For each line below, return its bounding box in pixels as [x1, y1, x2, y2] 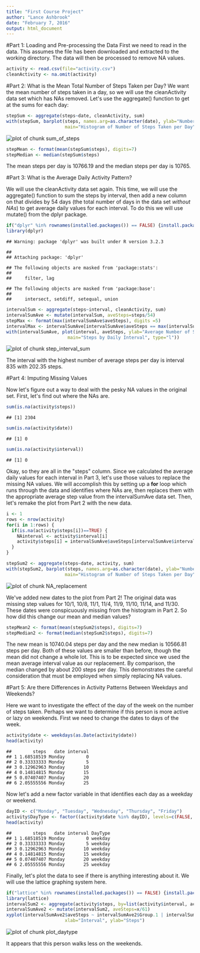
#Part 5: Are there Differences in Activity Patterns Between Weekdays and [6, 684, 188, 691]
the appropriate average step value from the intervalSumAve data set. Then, [6, 493, 192, 500]
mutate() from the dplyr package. [6, 211, 88, 218]
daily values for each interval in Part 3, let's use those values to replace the [6, 474, 190, 481]
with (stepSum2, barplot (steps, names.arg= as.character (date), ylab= [6, 566, 180, 572]
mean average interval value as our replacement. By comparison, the [6, 660, 176, 667]
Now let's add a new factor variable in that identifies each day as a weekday [6, 791, 193, 798]
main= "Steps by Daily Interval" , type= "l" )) [67, 335, 180, 341]
